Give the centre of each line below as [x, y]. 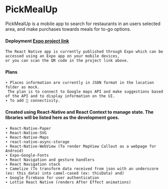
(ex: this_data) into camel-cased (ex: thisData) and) [65, 173]
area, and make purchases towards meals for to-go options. [68, 29]
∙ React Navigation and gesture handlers [50, 160]
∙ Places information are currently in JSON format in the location [80, 83]
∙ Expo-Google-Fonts [27, 155]
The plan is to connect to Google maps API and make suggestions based [85, 92]
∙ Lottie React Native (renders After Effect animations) [68, 182]
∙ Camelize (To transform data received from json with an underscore [82, 169]
